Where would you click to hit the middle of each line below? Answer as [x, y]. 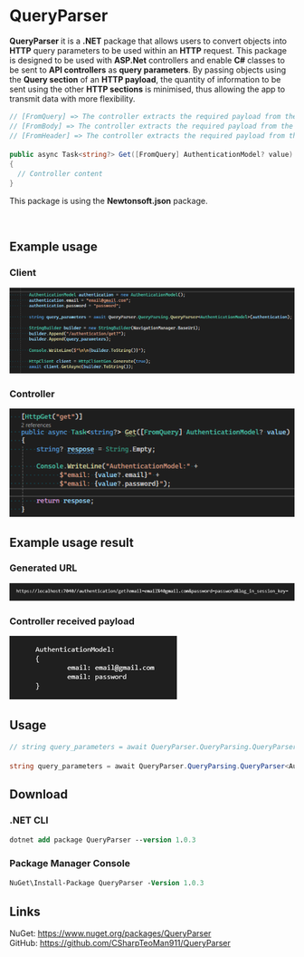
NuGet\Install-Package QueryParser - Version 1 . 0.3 [107, 884]
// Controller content [60, 174]
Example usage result [71, 542]
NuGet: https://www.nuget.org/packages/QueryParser [110, 933]
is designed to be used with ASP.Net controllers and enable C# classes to [147, 60]
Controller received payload [72, 620]
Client [23, 273]
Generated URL [43, 568]
